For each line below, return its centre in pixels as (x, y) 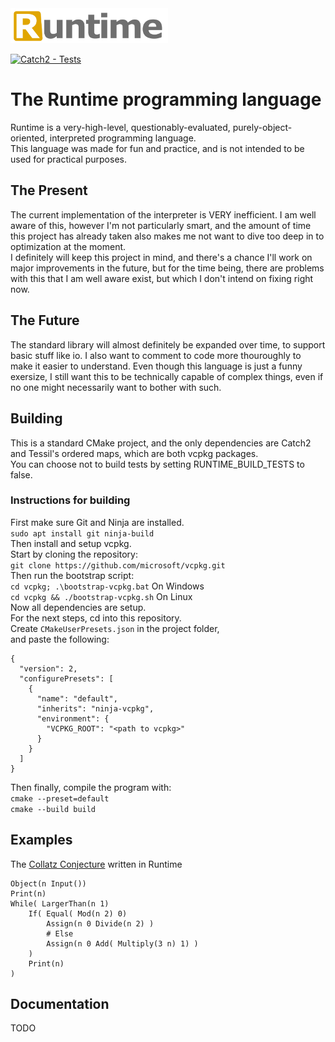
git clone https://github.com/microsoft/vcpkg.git (118, 565)
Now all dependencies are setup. (78, 607)
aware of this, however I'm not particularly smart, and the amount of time (161, 225)
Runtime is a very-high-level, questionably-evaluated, (120, 128)
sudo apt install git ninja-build (82, 533)
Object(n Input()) (48, 883)
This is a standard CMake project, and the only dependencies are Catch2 (161, 443)
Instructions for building (70, 500)
